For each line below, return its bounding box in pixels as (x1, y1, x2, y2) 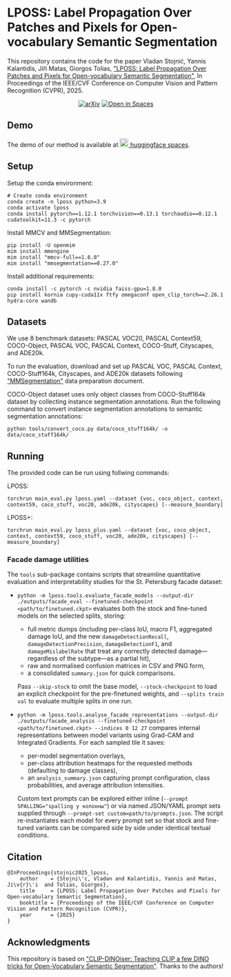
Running (7, 450, 45, 462)
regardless (27, 654, 59, 663)
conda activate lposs (7, 204, 70, 211)
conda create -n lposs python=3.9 (7, 198, 107, 205)
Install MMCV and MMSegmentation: (7, 228, 112, 236)
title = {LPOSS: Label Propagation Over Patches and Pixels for (19, 887, 221, 894)
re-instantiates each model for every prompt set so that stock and (17, 816, 205, 825)
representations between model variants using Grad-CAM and (17, 731, 194, 739)
